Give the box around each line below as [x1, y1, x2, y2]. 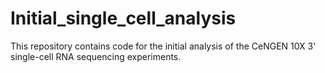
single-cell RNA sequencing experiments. [10, 50, 182, 62]
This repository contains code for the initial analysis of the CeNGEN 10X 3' [10, 40, 317, 52]
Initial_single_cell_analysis [10, 7, 237, 30]
